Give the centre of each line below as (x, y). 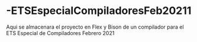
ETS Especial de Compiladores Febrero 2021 (60, 33)
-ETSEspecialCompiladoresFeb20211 (99, 11)
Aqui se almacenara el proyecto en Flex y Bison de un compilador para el (95, 27)
